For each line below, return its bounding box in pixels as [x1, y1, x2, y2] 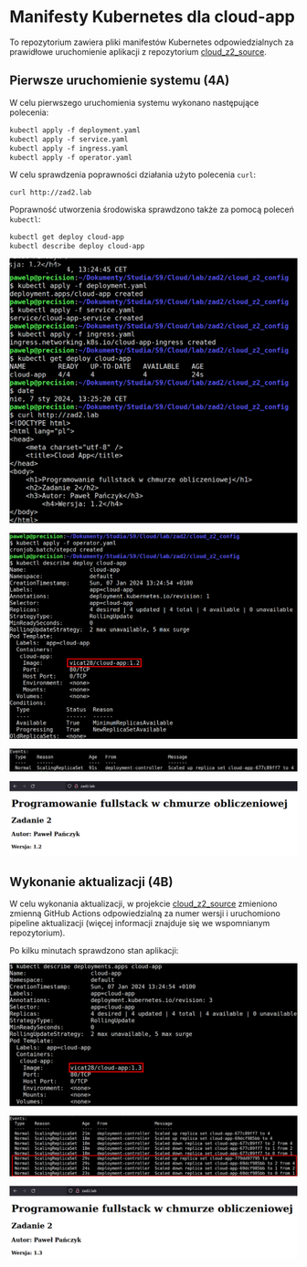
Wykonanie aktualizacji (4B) [9, 874, 174, 890]
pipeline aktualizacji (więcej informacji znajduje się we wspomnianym [9, 918, 270, 929]
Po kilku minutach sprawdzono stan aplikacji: [9, 945, 179, 956]
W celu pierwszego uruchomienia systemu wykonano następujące [9, 97, 259, 108]
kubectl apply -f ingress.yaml [9, 143, 129, 153]
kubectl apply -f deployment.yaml [9, 125, 142, 134]
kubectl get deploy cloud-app [9, 232, 125, 241]
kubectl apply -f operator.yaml [9, 153, 132, 162]
